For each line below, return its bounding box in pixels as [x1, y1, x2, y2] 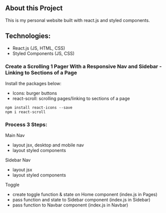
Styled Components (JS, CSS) [12, 50, 75, 56]
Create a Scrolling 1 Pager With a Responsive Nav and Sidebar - [5, 62, 162, 69]
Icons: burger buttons [12, 90, 57, 96]
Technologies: [5, 32, 51, 40]
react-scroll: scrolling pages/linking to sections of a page [12, 95, 130, 101]
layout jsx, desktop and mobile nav [12, 142, 84, 148]
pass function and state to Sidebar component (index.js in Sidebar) [12, 197, 151, 203]
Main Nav [5, 132, 25, 138]
